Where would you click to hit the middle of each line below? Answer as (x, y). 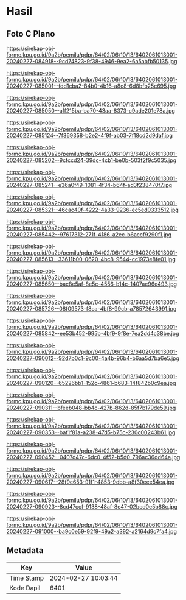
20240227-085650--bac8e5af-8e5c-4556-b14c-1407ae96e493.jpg (92, 284)
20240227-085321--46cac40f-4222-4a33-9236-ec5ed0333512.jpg (93, 210)
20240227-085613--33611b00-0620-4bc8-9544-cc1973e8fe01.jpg (91, 259)
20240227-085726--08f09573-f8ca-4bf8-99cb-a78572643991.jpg (91, 309)
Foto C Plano (31, 34)
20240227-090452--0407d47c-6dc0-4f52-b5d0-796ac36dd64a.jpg (93, 457)
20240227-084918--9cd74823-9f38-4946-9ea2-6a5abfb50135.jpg (92, 61)
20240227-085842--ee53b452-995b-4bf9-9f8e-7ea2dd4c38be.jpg (93, 334)
